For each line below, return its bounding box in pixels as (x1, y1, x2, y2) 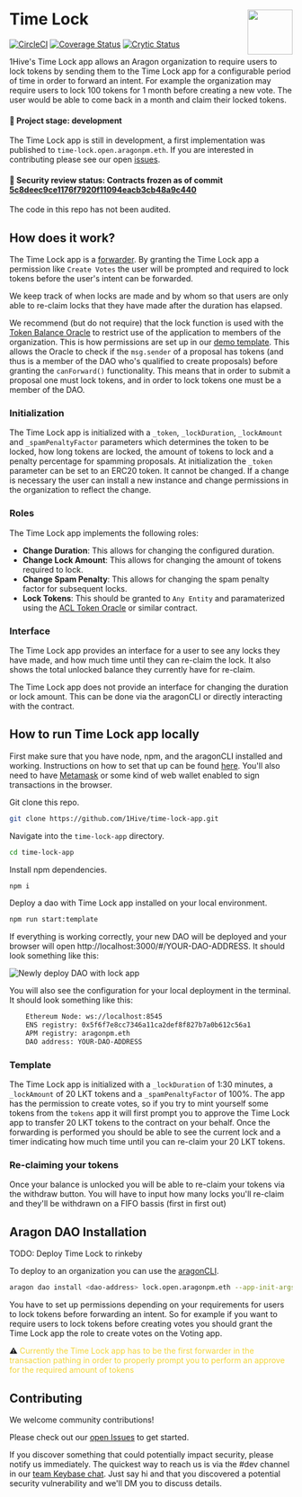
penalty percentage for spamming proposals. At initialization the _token (9, 456, 273, 467)
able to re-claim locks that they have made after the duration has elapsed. (9, 300, 283, 311)
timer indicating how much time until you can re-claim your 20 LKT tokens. (9, 1136, 286, 1147)
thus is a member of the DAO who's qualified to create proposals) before (9, 356, 279, 367)
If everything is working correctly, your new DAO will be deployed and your (9, 931, 288, 942)
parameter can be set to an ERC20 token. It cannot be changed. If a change (9, 466, 289, 477)
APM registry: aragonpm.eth (25, 1029, 130, 1038)
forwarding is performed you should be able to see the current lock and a (9, 1127, 281, 1137)
